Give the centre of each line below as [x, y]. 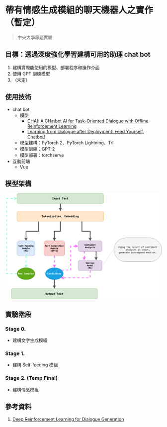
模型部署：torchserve [42, 155]
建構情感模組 [25, 389]
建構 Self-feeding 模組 [35, 365]
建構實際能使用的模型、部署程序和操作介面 [56, 67]
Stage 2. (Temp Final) [32, 378]
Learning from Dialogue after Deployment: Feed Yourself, [85, 131]
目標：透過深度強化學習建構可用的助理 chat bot [78, 54]
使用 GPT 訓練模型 [31, 74]
